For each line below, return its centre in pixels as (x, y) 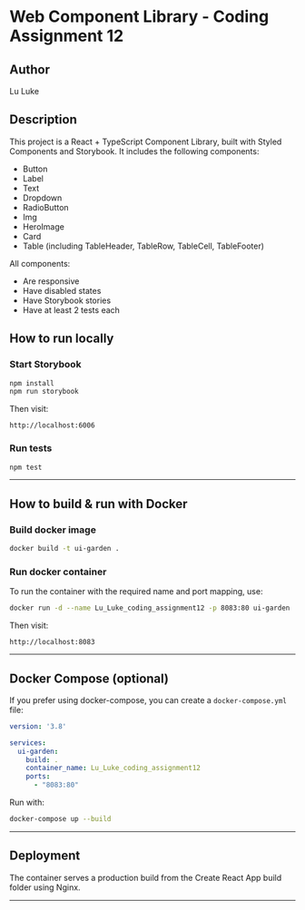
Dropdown (42, 198)
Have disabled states (62, 290)
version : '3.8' (38, 726)
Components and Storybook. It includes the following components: (134, 151)
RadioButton (46, 207)
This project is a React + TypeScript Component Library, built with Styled (146, 142)
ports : (38, 777)
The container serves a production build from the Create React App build (146, 877)
